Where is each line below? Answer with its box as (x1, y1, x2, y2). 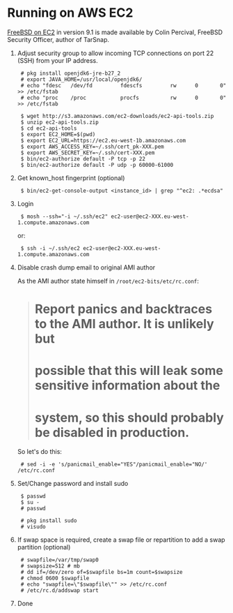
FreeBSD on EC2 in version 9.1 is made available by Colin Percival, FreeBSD (7, 28, 223, 36)
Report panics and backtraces (34, 302, 213, 317)
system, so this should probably (34, 410, 224, 425)
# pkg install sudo (20, 517, 77, 524)
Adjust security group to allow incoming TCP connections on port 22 (17, 49, 214, 57)
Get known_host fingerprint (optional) (17, 173, 125, 182)
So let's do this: (17, 448, 63, 456)
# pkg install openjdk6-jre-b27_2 (20, 70, 121, 77)
